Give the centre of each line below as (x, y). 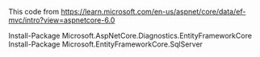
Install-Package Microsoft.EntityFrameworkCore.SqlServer (106, 44)
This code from (34, 12)
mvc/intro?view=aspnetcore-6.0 (62, 20)
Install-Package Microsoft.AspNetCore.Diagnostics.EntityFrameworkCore (130, 36)
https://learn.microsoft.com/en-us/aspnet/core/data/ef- (153, 12)
